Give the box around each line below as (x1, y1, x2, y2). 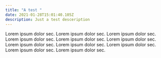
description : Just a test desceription (5, 17, 90, 22)
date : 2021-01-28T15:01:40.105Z (5, 12, 74, 17)
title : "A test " (5, 7, 42, 13)
